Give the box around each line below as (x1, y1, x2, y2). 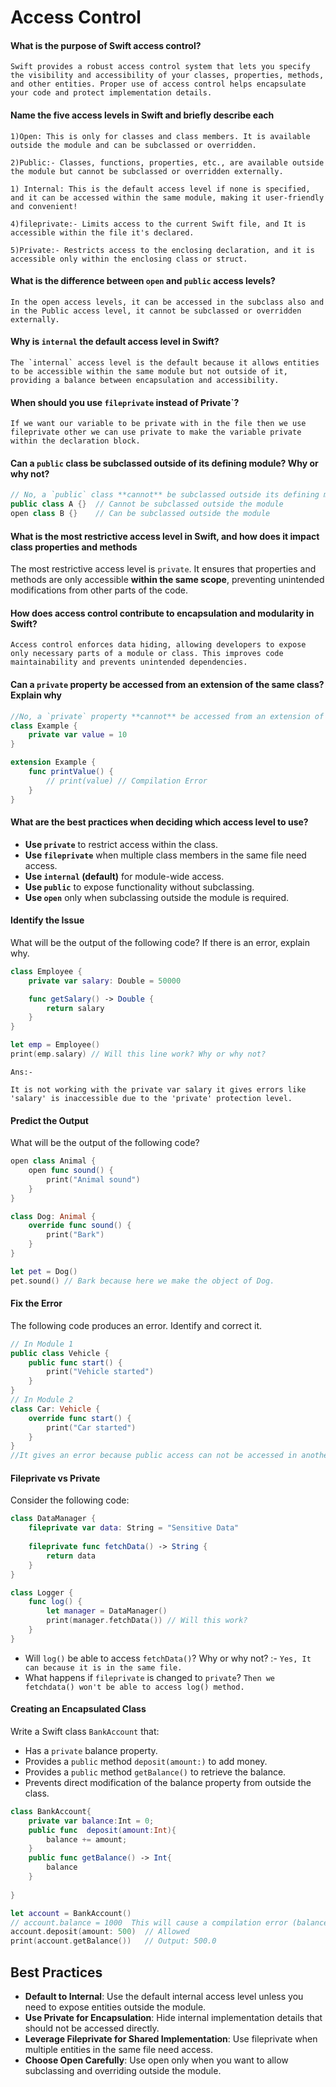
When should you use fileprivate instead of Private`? (10, 396, 240, 408)
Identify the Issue (10, 914, 85, 926)
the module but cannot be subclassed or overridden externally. (10, 166, 284, 176)
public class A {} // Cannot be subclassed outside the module (10, 499, 284, 510)
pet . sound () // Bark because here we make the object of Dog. (10, 1276, 275, 1286)
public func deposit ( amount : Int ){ (28, 1825, 177, 1835)
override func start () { (28, 1413, 132, 1423)
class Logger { (10, 1587, 74, 1598)
